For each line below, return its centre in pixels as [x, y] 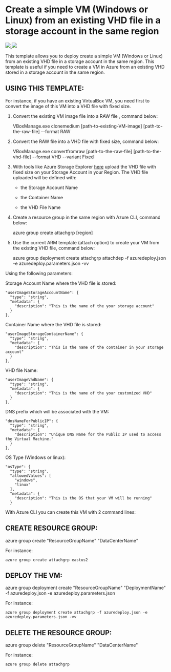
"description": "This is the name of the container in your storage [89, 347]
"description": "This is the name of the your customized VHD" [83, 393]
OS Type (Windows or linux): [36, 457]
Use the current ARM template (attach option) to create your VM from [86, 242]
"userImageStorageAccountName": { [42, 292]
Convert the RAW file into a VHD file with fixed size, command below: [86, 141]
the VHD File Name [40, 207]
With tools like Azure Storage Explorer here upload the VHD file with [84, 166]
